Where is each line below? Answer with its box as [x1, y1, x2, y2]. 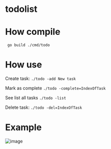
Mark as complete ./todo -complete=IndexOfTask [5, 85, 106, 91]
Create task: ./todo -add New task [5, 75, 76, 81]
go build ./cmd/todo [7, 43, 50, 48]
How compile [5, 26, 61, 38]
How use [5, 59, 42, 71]
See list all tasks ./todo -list [5, 95, 66, 101]
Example [5, 122, 42, 133]
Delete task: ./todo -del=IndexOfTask [5, 104, 82, 110]
